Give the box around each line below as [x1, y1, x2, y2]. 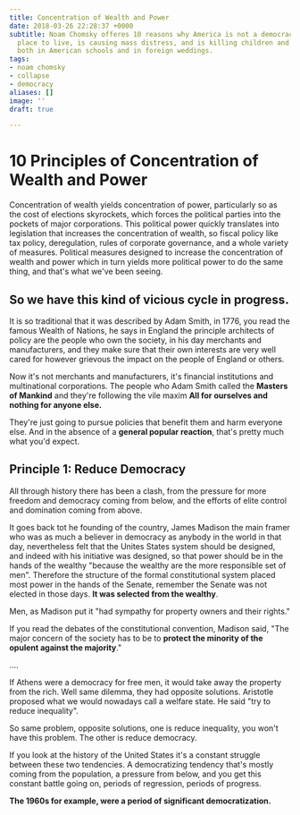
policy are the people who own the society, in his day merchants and [9, 335, 262, 345]
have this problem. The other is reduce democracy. [9, 732, 198, 743]
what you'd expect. [9, 436, 80, 446]
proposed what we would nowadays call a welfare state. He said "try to [9, 695, 271, 707]
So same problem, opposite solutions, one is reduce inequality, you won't [9, 722, 279, 734]
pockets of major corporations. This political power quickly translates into [9, 218, 279, 229]
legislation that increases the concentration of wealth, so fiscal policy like [9, 228, 279, 239]
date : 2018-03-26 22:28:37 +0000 [9, 21, 134, 30]
